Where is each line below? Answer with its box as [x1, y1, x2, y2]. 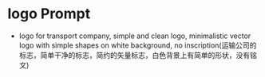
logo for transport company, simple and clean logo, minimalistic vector [18, 31, 251, 40]
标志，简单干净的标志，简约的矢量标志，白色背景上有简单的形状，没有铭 [18, 50, 257, 60]
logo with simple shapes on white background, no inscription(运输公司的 [18, 40, 257, 50]
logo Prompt [7, 5, 91, 23]
